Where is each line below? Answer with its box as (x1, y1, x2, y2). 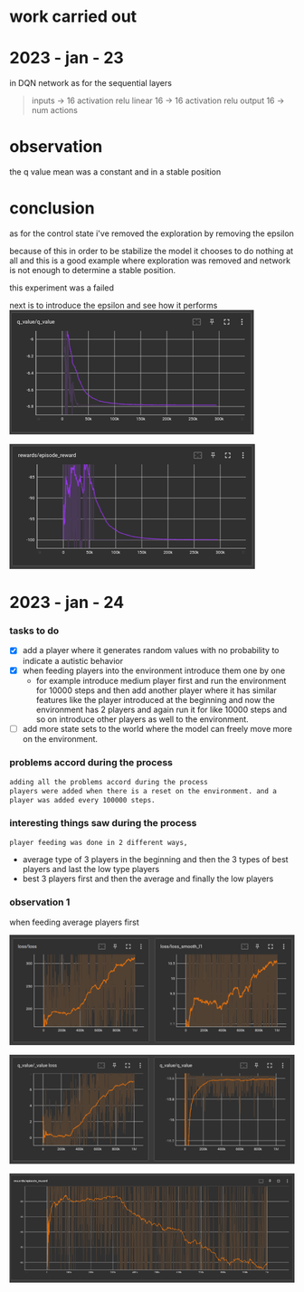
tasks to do (9, 624, 60, 637)
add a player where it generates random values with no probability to (22, 645, 280, 656)
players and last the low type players (22, 864, 160, 875)
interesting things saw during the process (9, 816, 197, 829)
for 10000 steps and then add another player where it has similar (35, 685, 278, 696)
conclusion (9, 198, 95, 219)
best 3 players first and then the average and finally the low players (22, 873, 274, 884)
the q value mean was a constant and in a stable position (9, 166, 222, 177)
